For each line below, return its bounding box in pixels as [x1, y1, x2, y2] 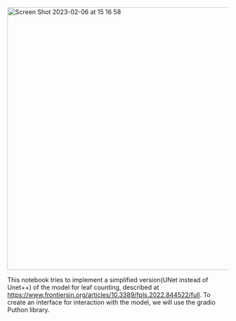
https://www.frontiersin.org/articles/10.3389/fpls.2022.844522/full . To [7, 291, 211, 298]
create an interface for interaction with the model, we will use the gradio [7, 298, 216, 306]
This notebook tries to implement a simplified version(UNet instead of [7, 276, 209, 284]
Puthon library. [7, 306, 50, 314]
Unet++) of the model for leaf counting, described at [7, 283, 159, 291]
